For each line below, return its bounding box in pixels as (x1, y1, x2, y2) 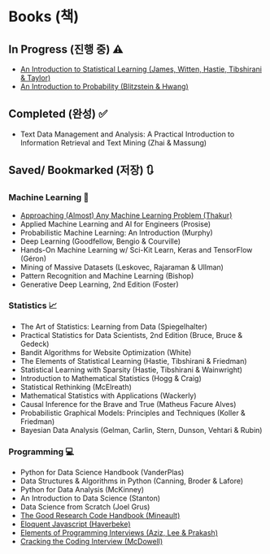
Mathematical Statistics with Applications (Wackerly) (20, 391, 197, 400)
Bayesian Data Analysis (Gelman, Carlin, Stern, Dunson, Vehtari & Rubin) (20, 425, 263, 435)
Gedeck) (20, 339, 50, 348)
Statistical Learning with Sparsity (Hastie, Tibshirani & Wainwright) (20, 365, 242, 374)
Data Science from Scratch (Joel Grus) (20, 502, 150, 512)
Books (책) (8, 7, 80, 26)
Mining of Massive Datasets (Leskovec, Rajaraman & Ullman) (20, 262, 224, 272)
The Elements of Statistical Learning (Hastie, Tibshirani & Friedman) (20, 356, 247, 366)
